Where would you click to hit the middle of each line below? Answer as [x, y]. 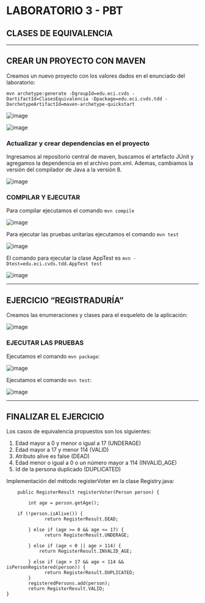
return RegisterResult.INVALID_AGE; [85, 552]
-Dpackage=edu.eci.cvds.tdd [127, 99]
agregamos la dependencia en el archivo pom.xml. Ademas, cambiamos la [100, 163]
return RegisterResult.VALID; [67, 589]
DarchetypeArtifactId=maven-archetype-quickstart [71, 104]
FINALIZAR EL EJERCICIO [56, 417]
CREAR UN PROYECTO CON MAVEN [76, 61]
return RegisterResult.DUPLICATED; [90, 573]
